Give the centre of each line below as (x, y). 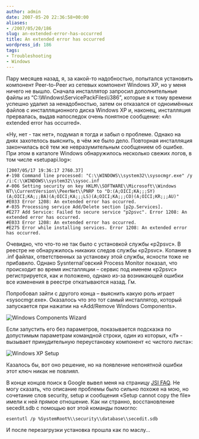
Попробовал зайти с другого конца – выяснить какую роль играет (90, 293)
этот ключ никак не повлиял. (43, 371)
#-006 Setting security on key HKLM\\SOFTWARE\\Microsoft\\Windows (91, 186)
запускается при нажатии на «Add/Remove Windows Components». (91, 306)
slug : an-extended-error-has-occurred (54, 34)
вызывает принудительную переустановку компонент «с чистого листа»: (99, 341)
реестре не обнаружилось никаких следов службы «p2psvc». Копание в (99, 250)
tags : (13, 51)
